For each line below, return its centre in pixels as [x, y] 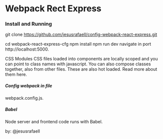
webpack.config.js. [24, 98]
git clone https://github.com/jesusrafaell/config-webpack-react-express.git [81, 34]
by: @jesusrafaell [23, 131]
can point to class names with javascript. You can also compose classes [78, 64]
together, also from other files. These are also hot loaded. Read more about [81, 69]
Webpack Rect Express [53, 9]
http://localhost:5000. [27, 49]
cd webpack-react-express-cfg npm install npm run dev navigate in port [78, 44]
